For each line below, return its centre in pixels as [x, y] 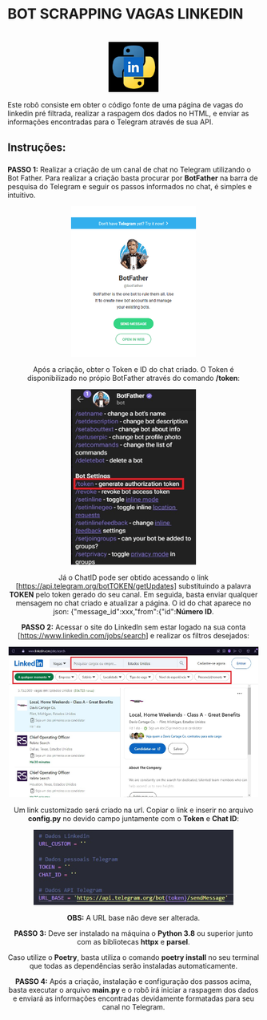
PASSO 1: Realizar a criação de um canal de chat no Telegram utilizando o [129, 169]
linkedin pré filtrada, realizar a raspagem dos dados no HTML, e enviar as [128, 114]
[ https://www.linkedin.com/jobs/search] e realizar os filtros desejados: [133, 635]
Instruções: [37, 147]
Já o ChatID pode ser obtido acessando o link [133, 577]
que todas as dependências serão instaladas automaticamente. [133, 965]
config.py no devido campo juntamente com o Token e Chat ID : [133, 818]
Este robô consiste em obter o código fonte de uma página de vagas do [126, 105]
